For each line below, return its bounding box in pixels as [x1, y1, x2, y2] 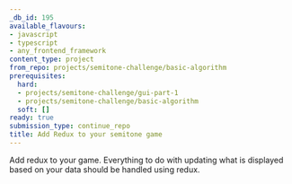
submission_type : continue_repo [9, 122, 130, 131]
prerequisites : [9, 72, 66, 81]
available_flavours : [9, 22, 87, 31]
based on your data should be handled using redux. [9, 163, 200, 175]
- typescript [9, 38, 58, 48]
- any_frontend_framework [9, 47, 106, 56]
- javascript [9, 30, 58, 39]
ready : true [9, 113, 54, 122]
